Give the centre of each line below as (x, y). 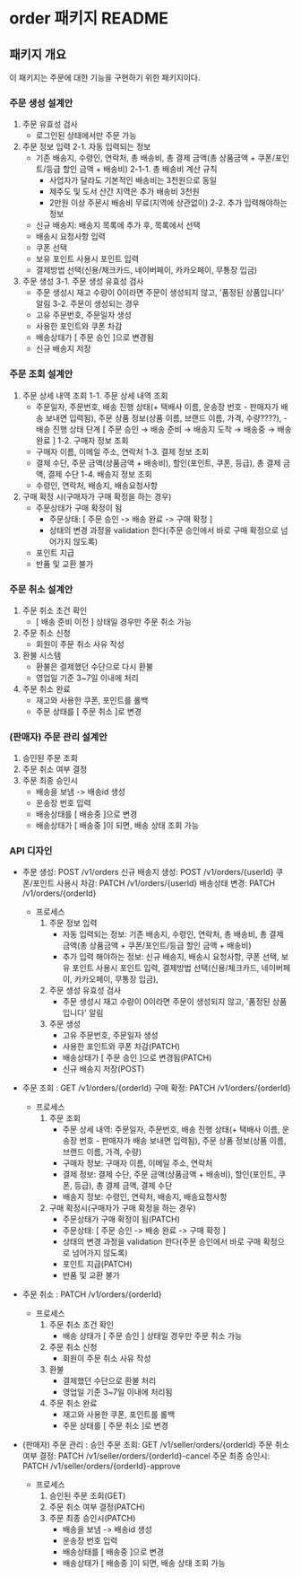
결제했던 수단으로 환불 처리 (109, 1381)
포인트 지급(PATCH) (97, 1264)
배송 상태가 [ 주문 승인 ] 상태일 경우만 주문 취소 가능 (152, 1336)
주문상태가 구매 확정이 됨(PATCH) (121, 1219)
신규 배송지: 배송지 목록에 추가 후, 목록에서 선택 (118, 225)
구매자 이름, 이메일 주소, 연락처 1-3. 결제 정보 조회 (122, 451)
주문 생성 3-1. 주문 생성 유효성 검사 (83, 281)
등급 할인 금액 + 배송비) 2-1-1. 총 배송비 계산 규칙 (132, 169)
